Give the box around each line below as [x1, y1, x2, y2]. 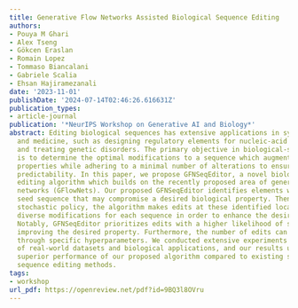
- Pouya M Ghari [9, 29, 69, 38]
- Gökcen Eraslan [9, 46, 74, 55]
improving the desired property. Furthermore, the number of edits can [17, 227, 288, 236]
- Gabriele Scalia [9, 71, 77, 80]
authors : [9, 21, 42, 30]
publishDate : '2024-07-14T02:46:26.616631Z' [9, 95, 176, 105]
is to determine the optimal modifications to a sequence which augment [17, 153, 292, 162]
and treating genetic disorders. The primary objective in [17, 145, 240, 154]
